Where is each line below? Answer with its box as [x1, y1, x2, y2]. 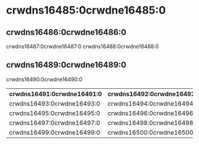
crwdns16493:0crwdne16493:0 [9, 99, 101, 107]
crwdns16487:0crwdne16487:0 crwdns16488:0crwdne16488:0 [6, 43, 159, 50]
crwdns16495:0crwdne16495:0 [9, 109, 101, 117]
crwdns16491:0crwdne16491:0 [9, 89, 102, 98]
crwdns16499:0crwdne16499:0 [9, 128, 101, 136]
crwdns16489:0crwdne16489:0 [6, 60, 127, 70]
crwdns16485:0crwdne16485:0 [6, 4, 166, 17]
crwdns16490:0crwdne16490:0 [6, 75, 83, 83]
